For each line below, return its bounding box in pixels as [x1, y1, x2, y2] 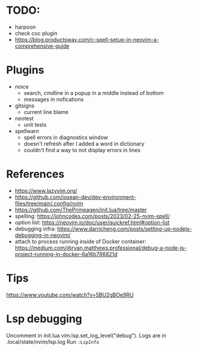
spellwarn [14, 127, 39, 134]
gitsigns [14, 102, 35, 109]
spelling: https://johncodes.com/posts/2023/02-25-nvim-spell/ [14, 213, 170, 220]
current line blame [23, 108, 69, 115]
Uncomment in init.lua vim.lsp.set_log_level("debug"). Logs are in [6, 332, 166, 339]
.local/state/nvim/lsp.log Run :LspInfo [6, 338, 100, 345]
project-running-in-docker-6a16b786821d [14, 250, 118, 257]
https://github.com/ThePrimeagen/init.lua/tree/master [14, 206, 147, 213]
